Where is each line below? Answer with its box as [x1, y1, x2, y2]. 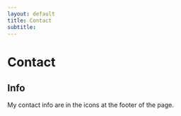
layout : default [7, 10, 55, 18]
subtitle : [7, 23, 37, 30]
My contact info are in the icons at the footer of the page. [7, 100, 175, 110]
